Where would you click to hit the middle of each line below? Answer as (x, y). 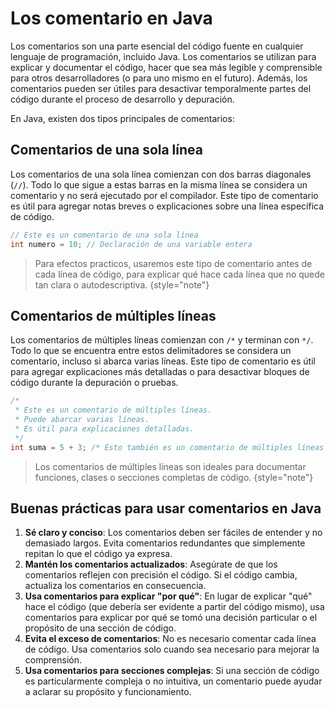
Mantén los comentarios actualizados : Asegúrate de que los (151, 564)
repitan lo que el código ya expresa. (98, 554)
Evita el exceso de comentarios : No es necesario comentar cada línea (170, 639)
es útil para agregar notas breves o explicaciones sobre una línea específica (167, 206)
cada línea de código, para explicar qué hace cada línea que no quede (179, 274)
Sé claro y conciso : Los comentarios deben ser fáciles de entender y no (173, 533)
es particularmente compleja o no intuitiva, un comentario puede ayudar (173, 681)
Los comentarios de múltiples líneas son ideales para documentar (170, 466)
